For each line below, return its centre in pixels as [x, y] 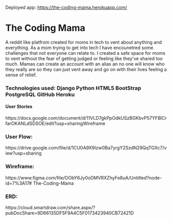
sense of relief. [21, 75]
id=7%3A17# [19, 183]
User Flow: [19, 137]
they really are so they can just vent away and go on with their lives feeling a [86, 69]
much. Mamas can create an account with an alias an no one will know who [85, 64]
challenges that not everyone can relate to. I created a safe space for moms [85, 53]
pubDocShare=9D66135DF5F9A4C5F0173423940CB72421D [70, 213]
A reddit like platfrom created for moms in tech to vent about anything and [84, 42]
